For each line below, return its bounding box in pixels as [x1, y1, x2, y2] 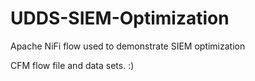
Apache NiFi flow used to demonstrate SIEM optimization [10, 40, 246, 52]
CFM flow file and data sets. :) [10, 59, 135, 71]
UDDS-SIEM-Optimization [10, 7, 230, 30]
